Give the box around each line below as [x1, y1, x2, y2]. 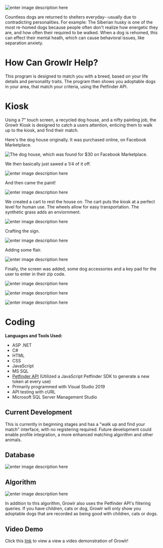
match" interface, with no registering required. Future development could [5, 426, 152, 432]
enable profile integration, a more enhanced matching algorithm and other [5, 431, 153, 437]
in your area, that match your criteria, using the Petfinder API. [5, 84, 128, 89]
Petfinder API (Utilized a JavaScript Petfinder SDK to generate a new [12, 373, 150, 379]
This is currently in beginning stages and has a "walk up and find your [5, 421, 145, 427]
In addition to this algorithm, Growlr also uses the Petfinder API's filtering [5, 501, 151, 506]
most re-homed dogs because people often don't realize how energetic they [5, 24, 158, 30]
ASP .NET [12, 342, 32, 348]
